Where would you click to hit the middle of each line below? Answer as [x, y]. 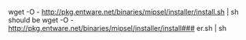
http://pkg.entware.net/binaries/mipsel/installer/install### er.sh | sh [117, 28]
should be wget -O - [41, 20]
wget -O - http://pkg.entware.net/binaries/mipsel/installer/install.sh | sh [123, 12]
